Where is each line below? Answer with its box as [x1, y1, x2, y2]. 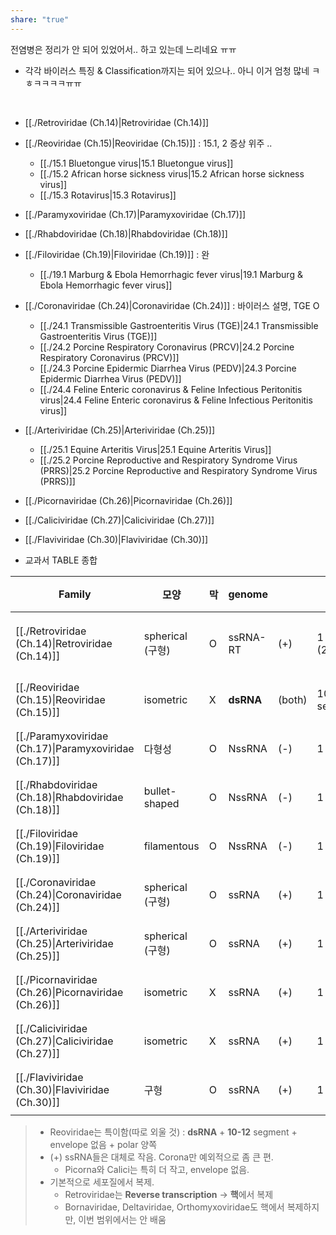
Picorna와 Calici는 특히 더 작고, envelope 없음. [64, 1163, 250, 1175]
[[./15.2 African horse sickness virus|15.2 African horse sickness [39, 167, 305, 180]
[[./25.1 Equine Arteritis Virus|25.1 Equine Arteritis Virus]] [39, 443, 272, 455]
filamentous [143, 839, 200, 853]
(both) [278, 692, 308, 706]
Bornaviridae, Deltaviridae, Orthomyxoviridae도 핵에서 [64, 1201, 285, 1213]
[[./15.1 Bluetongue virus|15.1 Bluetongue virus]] [39, 157, 234, 169]
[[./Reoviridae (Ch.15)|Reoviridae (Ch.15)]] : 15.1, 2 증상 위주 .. [24, 137, 273, 149]
